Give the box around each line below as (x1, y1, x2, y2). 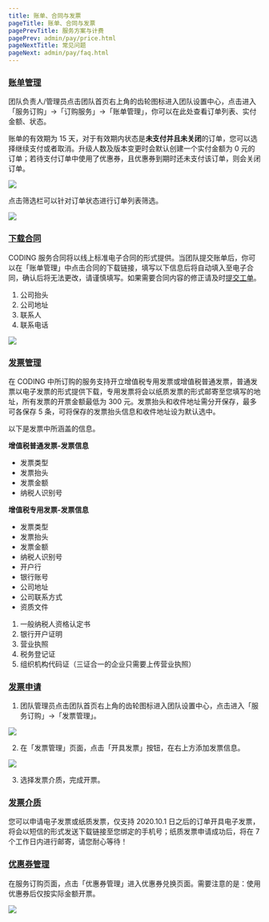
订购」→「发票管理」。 (26, 711, 102, 721)
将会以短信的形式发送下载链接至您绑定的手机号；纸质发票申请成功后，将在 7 (8, 827, 260, 836)
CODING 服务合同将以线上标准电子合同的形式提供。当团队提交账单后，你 (8, 253, 249, 262)
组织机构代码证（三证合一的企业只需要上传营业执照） (19, 659, 196, 669)
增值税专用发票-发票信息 (8, 504, 90, 514)
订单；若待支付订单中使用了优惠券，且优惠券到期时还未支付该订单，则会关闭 (8, 154, 261, 164)
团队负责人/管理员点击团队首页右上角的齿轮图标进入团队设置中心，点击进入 (8, 97, 257, 107)
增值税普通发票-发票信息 (8, 440, 90, 450)
